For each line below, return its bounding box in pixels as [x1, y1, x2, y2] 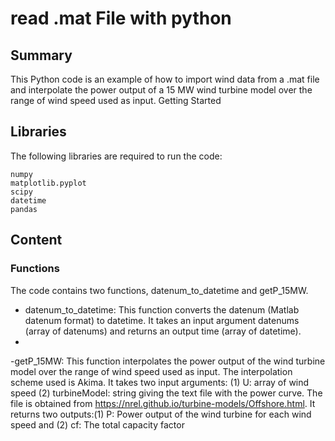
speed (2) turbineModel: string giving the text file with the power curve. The [10, 387, 323, 399]
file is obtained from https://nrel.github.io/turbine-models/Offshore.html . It [10, 397, 316, 409]
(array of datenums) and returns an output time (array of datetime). [24, 325, 302, 337]
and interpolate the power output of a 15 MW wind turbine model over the [10, 84, 313, 96]
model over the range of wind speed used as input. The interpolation [10, 365, 293, 377]
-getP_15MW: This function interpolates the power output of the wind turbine [10, 355, 326, 367]
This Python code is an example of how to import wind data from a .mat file [10, 73, 320, 85]
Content [10, 232, 63, 249]
